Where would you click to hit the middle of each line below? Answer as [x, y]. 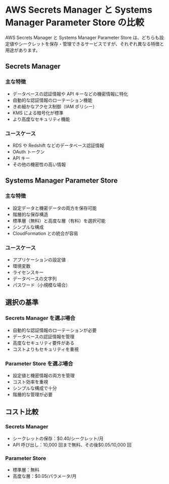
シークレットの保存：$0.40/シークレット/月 [58, 438]
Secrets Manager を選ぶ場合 [40, 318]
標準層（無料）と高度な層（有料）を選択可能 [59, 221]
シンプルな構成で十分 [35, 388]
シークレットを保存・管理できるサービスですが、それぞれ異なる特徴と [91, 44]
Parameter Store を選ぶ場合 [39, 364]
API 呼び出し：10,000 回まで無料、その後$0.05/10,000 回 [72, 445]
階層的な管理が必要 [33, 394]
